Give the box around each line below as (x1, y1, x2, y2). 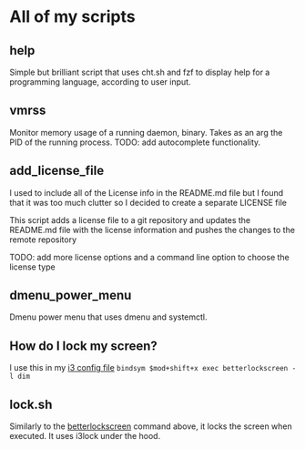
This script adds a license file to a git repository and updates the (9, 214, 251, 225)
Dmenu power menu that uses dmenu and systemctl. (9, 311, 208, 322)
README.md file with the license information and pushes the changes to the (9, 224, 296, 235)
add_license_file (9, 163, 105, 179)
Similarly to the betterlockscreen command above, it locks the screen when (9, 421, 293, 432)
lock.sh (9, 396, 53, 412)
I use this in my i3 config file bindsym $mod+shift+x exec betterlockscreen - (9, 362, 297, 373)
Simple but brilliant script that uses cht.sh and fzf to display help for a (9, 66, 270, 77)
